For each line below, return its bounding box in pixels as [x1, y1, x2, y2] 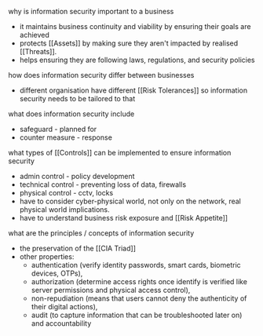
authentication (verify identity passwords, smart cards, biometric [31, 261, 241, 269]
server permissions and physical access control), [31, 286, 191, 294]
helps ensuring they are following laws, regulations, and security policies [19, 55, 255, 64]
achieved [19, 31, 49, 39]
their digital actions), [31, 302, 98, 311]
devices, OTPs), [31, 268, 83, 278]
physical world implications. [19, 205, 110, 214]
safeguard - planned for [19, 125, 97, 133]
